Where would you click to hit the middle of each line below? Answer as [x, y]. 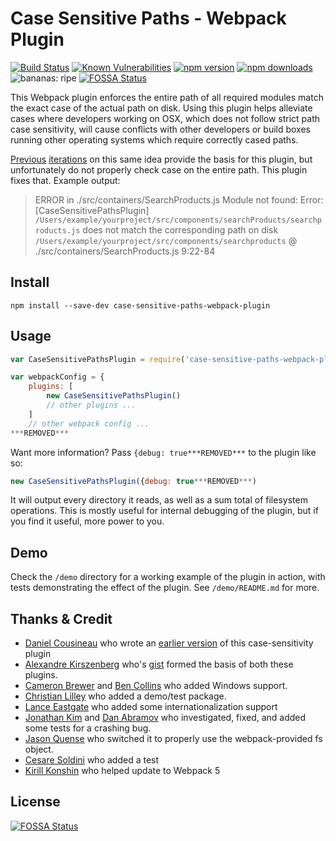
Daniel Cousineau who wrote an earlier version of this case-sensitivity [169, 643]
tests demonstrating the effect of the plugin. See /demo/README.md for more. [165, 588]
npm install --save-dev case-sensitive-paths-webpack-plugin [140, 305]
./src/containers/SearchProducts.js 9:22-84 [125, 251]
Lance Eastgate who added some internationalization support [151, 707]
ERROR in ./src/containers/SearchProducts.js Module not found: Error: [179, 199]
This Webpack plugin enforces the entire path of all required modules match [167, 97]
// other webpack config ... [89, 423]
